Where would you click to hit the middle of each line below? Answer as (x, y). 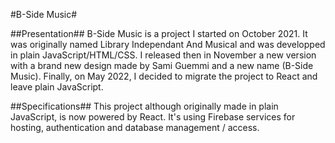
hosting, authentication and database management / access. (135, 127)
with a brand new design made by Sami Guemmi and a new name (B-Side (162, 65)
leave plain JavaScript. (57, 87)
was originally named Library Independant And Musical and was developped (168, 44)
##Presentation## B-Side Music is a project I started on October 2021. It (159, 33)
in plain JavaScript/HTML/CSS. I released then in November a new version (163, 55)
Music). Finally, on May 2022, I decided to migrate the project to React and (164, 76)
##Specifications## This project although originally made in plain (144, 106)
